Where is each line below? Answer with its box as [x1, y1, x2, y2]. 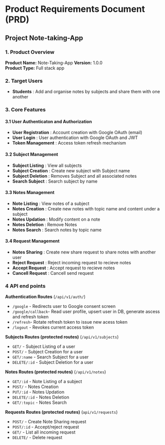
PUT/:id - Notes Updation [12, 389, 65, 395]
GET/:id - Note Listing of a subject [12, 379, 82, 385]
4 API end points [5, 282, 46, 289]
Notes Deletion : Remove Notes [12, 221, 78, 227]
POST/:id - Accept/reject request [12, 424, 79, 430]
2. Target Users [5, 77, 43, 84]
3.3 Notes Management [5, 190, 55, 196]
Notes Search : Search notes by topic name [12, 227, 102, 233]
